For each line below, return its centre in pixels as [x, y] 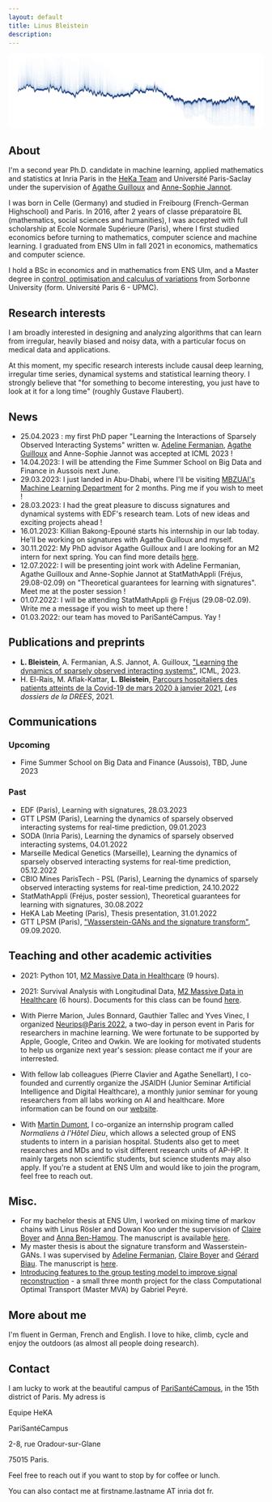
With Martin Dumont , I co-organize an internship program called [127, 1124]
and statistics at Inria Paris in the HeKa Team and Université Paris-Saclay [130, 179]
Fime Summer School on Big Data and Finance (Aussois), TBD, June [134, 762]
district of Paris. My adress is [57, 1397]
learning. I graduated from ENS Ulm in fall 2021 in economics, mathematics [133, 246]
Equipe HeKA [30, 1413]
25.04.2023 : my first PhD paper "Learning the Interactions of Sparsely [138, 436]
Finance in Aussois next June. [70, 471]
